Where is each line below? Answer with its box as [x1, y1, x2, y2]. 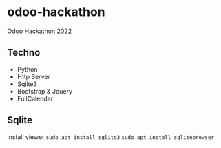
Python [17, 65, 38, 73]
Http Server [17, 72, 50, 81]
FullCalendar [17, 94, 54, 103]
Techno [7, 47, 41, 59]
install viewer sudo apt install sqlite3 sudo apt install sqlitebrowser [7, 132, 215, 141]
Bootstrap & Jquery [17, 87, 73, 95]
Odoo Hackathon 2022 [7, 27, 72, 35]
